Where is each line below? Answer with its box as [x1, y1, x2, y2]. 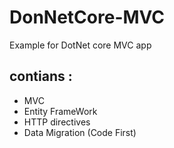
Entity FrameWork [23, 105, 98, 117]
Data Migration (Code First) [23, 126, 137, 138]
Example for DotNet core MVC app [9, 39, 152, 51]
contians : [9, 68, 73, 85]
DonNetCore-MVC [9, 6, 166, 29]
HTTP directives [23, 116, 91, 128]
